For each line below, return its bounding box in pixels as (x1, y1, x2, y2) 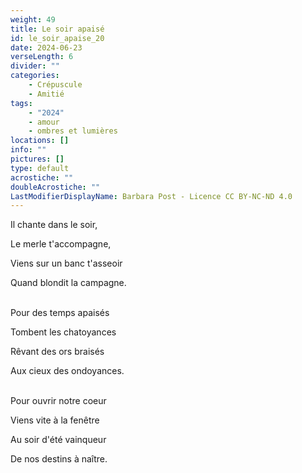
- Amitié (28, 89, 65, 99)
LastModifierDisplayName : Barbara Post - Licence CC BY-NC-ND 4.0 (10, 191, 293, 201)
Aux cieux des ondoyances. (10, 365, 125, 377)
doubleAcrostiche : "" (10, 182, 101, 192)
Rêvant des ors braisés (10, 346, 105, 358)
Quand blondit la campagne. (10, 277, 127, 289)
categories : (10, 71, 60, 81)
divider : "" (10, 61, 60, 71)
